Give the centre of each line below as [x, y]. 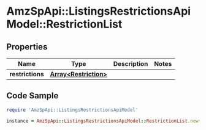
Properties [27, 47]
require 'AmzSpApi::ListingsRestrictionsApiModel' [72, 110]
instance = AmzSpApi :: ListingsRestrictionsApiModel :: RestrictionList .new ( [104, 121]
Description [131, 64]
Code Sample [32, 96]
